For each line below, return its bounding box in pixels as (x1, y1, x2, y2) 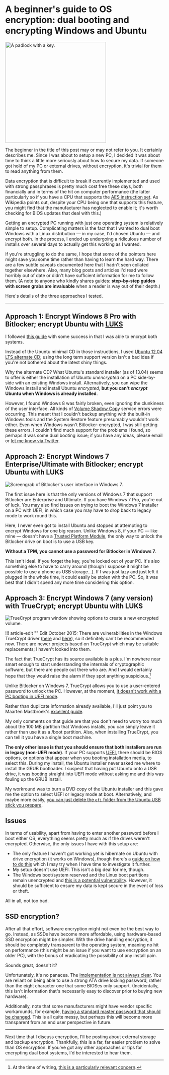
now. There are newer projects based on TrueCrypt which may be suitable (5, 641, 159, 647)
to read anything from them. (5, 168, 63, 174)
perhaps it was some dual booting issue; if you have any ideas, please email (5, 432, 163, 438)
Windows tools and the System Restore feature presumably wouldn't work (5, 416, 159, 422)
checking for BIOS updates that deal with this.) (5, 210, 102, 216)
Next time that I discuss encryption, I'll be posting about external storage (5, 1034, 156, 1040)
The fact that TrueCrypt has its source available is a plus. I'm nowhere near (5, 656, 161, 662)
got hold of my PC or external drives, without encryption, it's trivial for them (5, 163, 162, 169)
